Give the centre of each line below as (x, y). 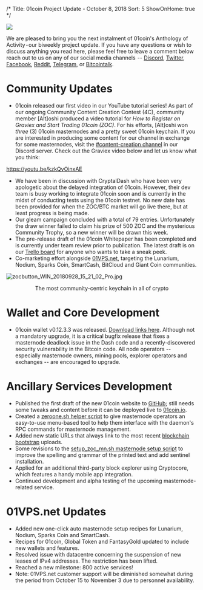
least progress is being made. (52, 213)
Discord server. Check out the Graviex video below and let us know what (106, 151)
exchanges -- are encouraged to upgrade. (68, 362)
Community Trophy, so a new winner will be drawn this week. (92, 232)
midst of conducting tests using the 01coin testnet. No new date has (100, 200)
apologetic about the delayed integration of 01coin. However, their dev (103, 187)
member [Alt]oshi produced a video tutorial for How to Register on (98, 118)
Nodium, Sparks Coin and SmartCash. (62, 535)
